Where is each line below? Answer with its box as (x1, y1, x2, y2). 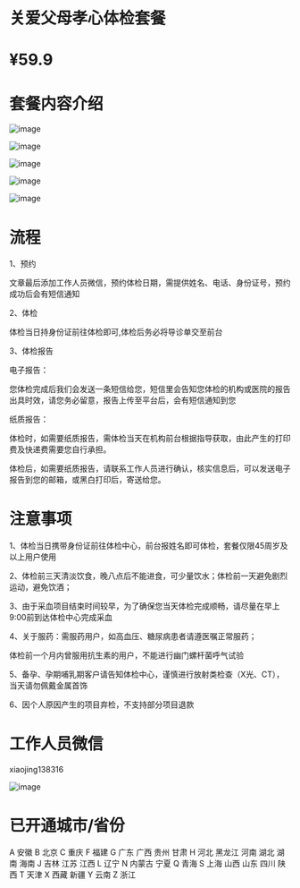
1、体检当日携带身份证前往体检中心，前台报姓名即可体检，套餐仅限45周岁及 (9, 541, 288, 551)
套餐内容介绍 (9, 93, 104, 114)
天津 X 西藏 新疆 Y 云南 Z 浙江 (26, 869, 137, 880)
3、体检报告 (9, 346, 54, 356)
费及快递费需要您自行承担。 (9, 444, 112, 455)
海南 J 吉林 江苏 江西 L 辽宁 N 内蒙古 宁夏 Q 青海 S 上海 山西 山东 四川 (19, 858, 277, 869)
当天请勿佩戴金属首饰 (9, 680, 87, 691)
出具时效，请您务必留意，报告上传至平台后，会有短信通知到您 (9, 395, 237, 406)
